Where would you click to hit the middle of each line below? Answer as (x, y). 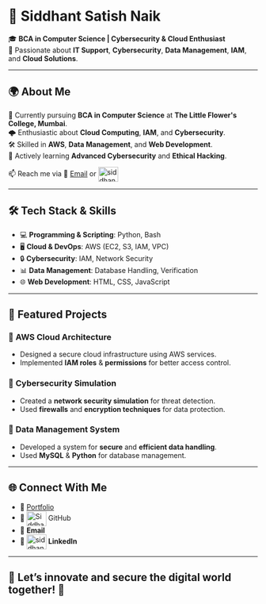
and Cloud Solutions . (43, 58)
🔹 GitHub (45, 517)
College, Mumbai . (38, 123)
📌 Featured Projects (58, 314)
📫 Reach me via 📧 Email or (52, 173)
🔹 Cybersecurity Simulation (63, 383)
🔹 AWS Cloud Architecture (60, 337)
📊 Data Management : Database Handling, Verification (109, 270)
